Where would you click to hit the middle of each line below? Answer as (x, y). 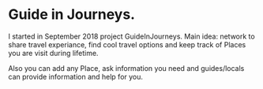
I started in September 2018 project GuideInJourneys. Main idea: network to (131, 36)
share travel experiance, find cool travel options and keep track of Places (127, 44)
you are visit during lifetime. (53, 53)
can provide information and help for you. (76, 76)
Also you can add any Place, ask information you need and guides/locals (126, 68)
